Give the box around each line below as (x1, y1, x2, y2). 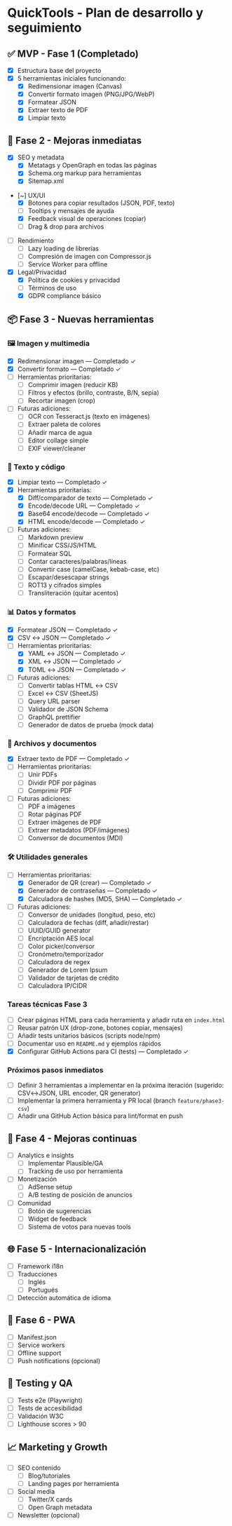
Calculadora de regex (27, 958, 90, 966)
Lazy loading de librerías (27, 244, 100, 252)
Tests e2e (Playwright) (17, 1396, 83, 1404)
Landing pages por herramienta (27, 1479, 119, 1487)
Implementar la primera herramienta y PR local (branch (17, 1096, 177, 1105)
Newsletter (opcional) (17, 1511, 81, 1520)
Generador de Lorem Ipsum (27, 966, 108, 974)
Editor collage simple (27, 436, 89, 445)
